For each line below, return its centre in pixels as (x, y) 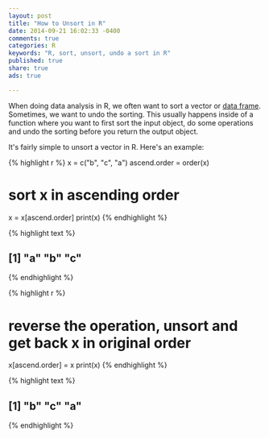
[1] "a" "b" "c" (45, 258)
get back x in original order (100, 343)
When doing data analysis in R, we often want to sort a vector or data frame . (135, 105)
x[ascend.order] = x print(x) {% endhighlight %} (88, 365)
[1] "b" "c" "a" (45, 406)
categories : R (32, 46)
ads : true (25, 76)
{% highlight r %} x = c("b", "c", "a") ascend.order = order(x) (109, 163)
